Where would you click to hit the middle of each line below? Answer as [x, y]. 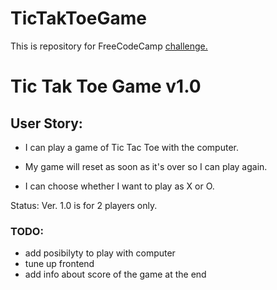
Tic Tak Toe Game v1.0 [106, 86]
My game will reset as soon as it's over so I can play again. [146, 166]
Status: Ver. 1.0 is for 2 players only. [84, 205]
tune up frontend [59, 264]
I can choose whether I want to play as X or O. [119, 186]
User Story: [46, 123]
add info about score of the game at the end [115, 274]
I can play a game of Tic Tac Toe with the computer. [131, 147]
